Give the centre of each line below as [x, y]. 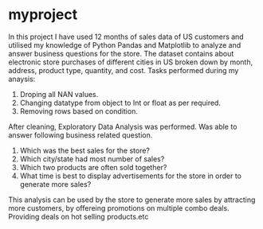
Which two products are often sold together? [93, 167]
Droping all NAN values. [59, 94]
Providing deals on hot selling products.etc [79, 216]
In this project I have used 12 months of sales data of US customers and [126, 37]
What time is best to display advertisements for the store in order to [130, 176]
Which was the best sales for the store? [84, 150]
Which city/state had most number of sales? [92, 159]
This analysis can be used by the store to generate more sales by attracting [132, 200]
